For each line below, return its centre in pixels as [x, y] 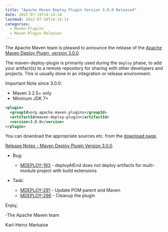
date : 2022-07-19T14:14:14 [34, 15]
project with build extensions [67, 171]
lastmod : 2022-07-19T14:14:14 [37, 19]
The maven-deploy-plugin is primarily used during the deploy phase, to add [83, 63]
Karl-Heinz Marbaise [27, 225]
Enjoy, [12, 205]
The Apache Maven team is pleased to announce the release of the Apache [84, 48]
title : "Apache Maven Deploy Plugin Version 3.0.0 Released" [71, 10]
